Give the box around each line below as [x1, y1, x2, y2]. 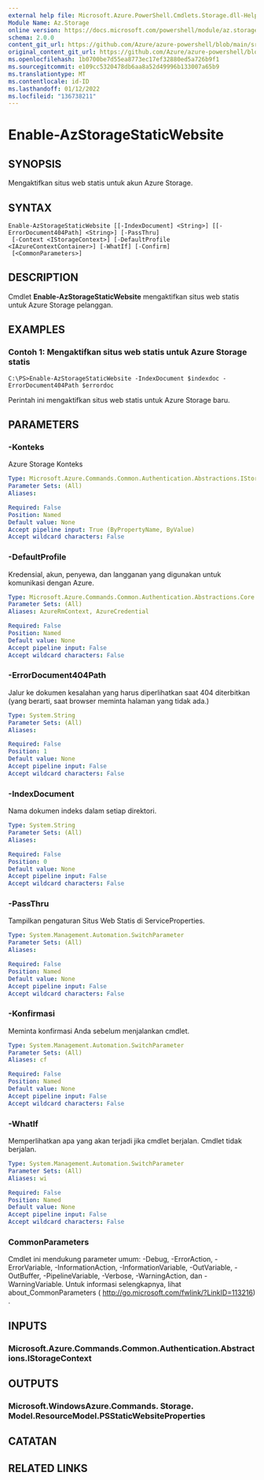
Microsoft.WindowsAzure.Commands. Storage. [8, 1400, 194, 1411]
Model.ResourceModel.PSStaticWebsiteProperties [8, 1410, 206, 1421]
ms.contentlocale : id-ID [8, 77, 90, 85]
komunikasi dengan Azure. [8, 578, 94, 587]
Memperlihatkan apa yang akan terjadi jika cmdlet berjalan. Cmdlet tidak [8, 1136, 242, 1146]
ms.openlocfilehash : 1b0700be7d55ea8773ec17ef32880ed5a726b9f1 [8, 56, 220, 64]
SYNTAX [8, 201, 53, 214]
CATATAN [8, 1435, 57, 1448]
